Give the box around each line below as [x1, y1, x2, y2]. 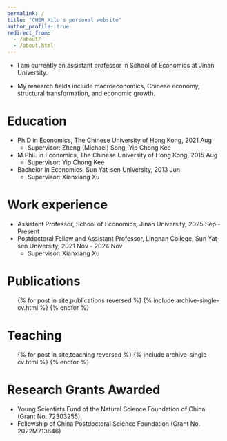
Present [17, 227, 40, 235]
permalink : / [7, 10, 45, 17]
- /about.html [13, 42, 54, 49]
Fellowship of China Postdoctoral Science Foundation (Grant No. [17, 419, 201, 428]
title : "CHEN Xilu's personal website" [7, 17, 122, 23]
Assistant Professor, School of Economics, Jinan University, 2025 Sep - [17, 219, 221, 228]
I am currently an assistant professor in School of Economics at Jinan [17, 61, 215, 69]
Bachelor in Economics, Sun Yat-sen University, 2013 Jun [17, 165, 181, 173]
